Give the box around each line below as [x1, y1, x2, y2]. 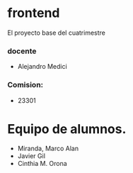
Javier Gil [17, 152, 46, 160]
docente [7, 46, 37, 56]
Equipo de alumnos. [7, 121, 127, 137]
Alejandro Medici [17, 62, 67, 71]
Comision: [7, 80, 44, 90]
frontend [7, 5, 60, 21]
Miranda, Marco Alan [17, 144, 79, 153]
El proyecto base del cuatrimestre [7, 28, 106, 37]
